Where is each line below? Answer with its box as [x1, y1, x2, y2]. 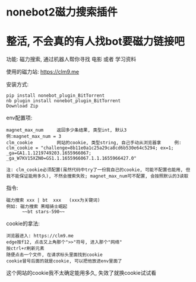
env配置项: [6, 114, 33, 122]
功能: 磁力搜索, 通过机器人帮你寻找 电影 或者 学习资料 [6, 56, 137, 63]
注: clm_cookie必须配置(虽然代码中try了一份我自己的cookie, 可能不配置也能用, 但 [6, 167, 191, 173]
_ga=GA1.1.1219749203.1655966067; [6, 150, 92, 156]
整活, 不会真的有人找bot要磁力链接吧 [6, 35, 185, 48]
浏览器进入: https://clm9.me [6, 233, 74, 239]
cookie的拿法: [6, 220, 40, 227]
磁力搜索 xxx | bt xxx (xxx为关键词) [6, 197, 100, 204]
